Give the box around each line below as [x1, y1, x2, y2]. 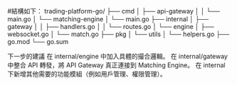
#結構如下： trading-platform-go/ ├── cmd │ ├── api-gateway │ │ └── [7, 7, 221, 15]
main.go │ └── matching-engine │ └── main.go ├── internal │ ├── [7, 15, 209, 23]
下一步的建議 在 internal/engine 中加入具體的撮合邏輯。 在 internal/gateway [7, 52, 228, 60]
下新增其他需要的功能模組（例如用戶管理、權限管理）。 [7, 70, 167, 78]
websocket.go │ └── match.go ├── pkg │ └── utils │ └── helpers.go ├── [7, 30, 230, 38]
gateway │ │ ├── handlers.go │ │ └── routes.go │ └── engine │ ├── [7, 23, 215, 30]
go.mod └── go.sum [7, 38, 69, 45]
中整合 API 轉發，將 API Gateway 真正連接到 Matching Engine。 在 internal [7, 61, 226, 69]
